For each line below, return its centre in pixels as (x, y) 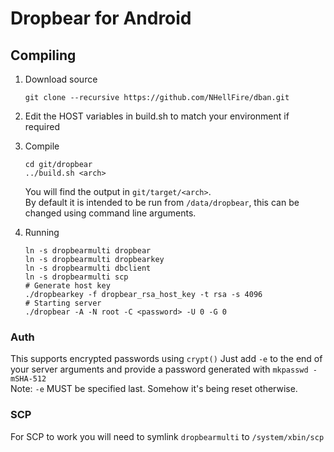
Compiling (43, 55)
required (42, 126)
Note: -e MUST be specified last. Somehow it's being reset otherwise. (154, 389)
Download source (61, 79)
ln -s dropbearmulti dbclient (88, 268)
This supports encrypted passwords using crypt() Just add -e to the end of (166, 359)
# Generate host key (67, 286)
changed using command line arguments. (110, 213)
